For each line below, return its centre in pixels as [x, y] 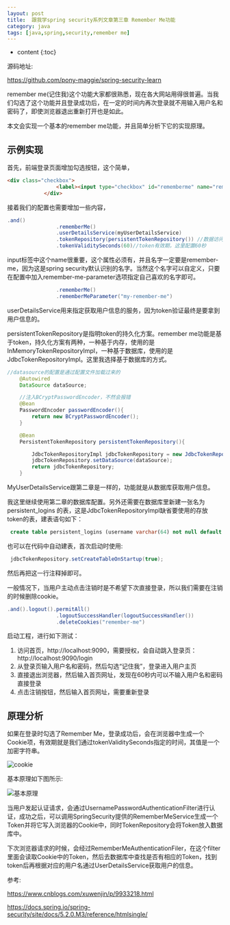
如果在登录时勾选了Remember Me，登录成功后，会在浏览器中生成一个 [106, 734]
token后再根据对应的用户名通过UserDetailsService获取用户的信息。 [102, 865]
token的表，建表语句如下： [45, 519]
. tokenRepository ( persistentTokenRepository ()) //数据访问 [140, 240]
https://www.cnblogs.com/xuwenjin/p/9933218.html [80, 894]
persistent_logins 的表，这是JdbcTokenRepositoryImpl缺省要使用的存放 [107, 511]
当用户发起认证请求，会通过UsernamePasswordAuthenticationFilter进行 [108, 808]
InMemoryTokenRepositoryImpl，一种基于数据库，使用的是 [90, 350]
